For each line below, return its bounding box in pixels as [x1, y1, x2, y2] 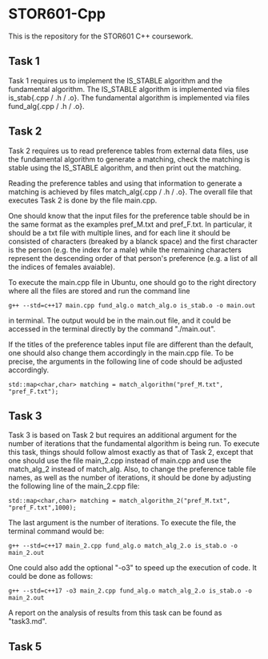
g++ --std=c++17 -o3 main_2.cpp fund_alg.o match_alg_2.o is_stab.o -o [8, 587, 252, 595]
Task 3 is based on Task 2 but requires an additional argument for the [8, 430, 238, 440]
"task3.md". [8, 617, 47, 626]
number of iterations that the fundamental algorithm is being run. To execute [8, 439, 260, 448]
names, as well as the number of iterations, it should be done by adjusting [8, 473, 252, 483]
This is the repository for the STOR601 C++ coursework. [8, 31, 194, 41]
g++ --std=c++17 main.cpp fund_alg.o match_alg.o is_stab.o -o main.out [8, 301, 256, 309]
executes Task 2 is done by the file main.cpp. [8, 195, 158, 205]
